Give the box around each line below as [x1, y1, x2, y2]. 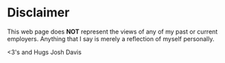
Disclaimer [7, 5, 70, 21]
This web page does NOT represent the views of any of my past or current [7, 27, 218, 36]
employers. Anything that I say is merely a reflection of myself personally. [7, 34, 215, 42]
